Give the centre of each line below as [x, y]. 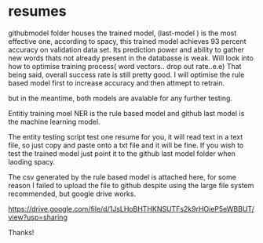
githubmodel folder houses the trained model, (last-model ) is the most [122, 33]
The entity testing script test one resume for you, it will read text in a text [126, 136]
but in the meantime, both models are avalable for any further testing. [121, 98]
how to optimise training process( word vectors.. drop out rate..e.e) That [125, 66]
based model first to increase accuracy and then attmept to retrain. [117, 83]
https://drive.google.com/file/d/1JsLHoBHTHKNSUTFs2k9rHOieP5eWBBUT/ [131, 209]
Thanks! [21, 232]
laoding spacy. [32, 161]
